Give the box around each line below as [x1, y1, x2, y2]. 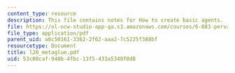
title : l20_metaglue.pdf [7, 49, 80, 56]
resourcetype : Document [7, 42, 77, 49]
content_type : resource [7, 10, 77, 17]
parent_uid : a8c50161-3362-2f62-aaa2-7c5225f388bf [7, 36, 158, 43]
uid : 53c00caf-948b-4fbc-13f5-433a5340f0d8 [7, 56, 136, 63]
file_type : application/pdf [7, 29, 90, 37]
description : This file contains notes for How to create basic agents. [7, 17, 224, 24]
